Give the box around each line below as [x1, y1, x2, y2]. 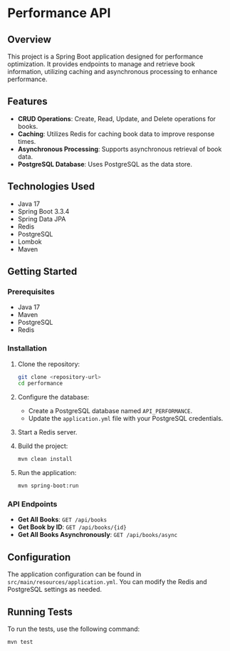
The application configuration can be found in [7, 570, 142, 578]
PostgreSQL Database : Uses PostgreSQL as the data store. [17, 160, 193, 168]
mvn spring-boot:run [17, 482, 79, 489]
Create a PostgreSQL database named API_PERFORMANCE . [28, 407, 193, 415]
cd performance [17, 380, 63, 387]
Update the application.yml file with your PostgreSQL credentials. [28, 415, 224, 423]
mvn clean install [17, 456, 73, 463]
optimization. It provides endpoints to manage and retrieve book [7, 60, 196, 68]
